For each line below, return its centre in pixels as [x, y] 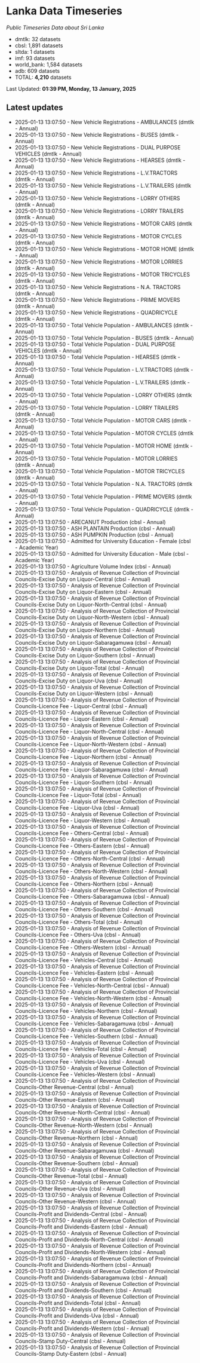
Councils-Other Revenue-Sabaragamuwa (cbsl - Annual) [84, 1150]
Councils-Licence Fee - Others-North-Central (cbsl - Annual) [90, 858]
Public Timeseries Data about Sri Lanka [55, 27]
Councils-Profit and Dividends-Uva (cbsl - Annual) [77, 1315]
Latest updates [35, 108]
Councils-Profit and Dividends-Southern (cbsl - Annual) [83, 1290]
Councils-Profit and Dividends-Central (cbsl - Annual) [81, 1214]
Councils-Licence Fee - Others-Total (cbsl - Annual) [79, 922]
